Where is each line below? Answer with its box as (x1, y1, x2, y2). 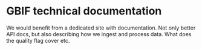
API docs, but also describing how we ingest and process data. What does (6, 30, 192, 37)
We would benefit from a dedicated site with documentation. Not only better (6, 24, 196, 31)
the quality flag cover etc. (6, 37, 70, 44)
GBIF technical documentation (6, 4, 162, 18)
